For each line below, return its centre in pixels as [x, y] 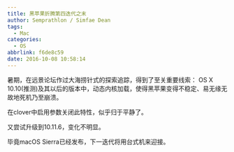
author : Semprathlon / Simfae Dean [59, 20]
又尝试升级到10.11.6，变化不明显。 [56, 127]
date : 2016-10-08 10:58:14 [46, 59]
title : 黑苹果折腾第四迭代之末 [47, 14]
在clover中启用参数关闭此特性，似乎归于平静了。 [78, 112]
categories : [24, 40]
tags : [15, 26]
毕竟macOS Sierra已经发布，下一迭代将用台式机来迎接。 [88, 142]
